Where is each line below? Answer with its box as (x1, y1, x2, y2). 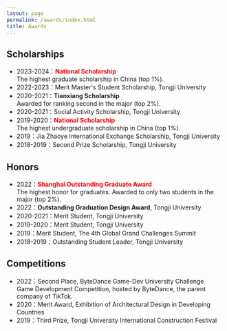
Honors (6, 161, 39, 172)
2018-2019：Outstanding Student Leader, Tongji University (16, 238, 184, 246)
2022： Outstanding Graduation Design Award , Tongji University (16, 203, 202, 212)
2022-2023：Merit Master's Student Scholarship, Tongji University (16, 83, 206, 91)
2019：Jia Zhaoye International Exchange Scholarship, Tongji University (16, 132, 221, 141)
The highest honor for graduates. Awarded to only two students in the (16, 188, 215, 196)
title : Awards (6, 23, 47, 30)
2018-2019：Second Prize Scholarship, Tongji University (16, 141, 177, 149)
